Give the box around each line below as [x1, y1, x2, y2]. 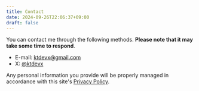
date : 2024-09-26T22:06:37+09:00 [6, 14, 90, 20]
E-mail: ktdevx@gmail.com [14, 54, 81, 61]
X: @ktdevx [14, 60, 44, 67]
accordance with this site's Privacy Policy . [6, 78, 110, 85]
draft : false [6, 20, 39, 26]
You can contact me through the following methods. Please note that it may [6, 36, 193, 43]
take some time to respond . [6, 42, 76, 49]
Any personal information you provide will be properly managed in [6, 72, 169, 79]
